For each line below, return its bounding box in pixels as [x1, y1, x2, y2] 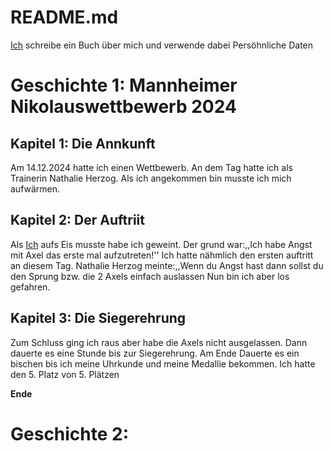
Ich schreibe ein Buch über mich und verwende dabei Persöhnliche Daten [10, 39, 314, 51]
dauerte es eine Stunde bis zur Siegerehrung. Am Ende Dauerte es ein [10, 347, 300, 359]
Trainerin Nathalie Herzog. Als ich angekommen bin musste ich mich [10, 172, 292, 184]
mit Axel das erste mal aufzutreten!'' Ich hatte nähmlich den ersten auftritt [10, 249, 314, 261]
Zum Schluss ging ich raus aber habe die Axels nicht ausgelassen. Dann [10, 336, 308, 348]
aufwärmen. [10, 182, 61, 195]
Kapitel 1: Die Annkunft [10, 135, 156, 152]
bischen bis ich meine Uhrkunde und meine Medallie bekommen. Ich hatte [10, 357, 316, 370]
